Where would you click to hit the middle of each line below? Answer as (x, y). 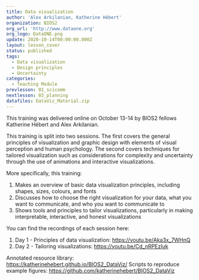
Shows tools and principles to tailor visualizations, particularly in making (104, 210)
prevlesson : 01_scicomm (36, 90)
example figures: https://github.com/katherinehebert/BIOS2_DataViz (91, 270)
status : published (29, 51)
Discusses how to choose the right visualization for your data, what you (103, 197)
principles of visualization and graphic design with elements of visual (91, 142)
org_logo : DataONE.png (34, 34)
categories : (21, 79)
